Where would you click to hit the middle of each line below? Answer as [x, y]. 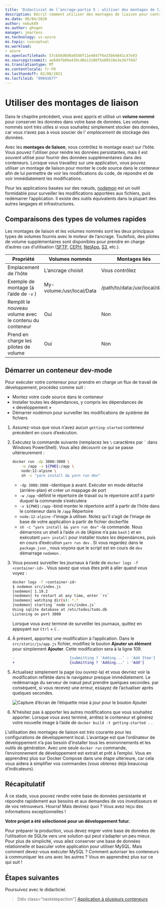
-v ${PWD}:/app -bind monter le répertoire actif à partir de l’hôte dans [89, 506]
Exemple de [21, 281]
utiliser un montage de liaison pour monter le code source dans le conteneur [82, 168]
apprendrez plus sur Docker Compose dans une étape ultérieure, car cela [80, 758]
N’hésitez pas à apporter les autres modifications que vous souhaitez [82, 712]
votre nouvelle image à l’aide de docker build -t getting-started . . [82, 722]
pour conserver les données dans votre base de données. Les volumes [77, 122]
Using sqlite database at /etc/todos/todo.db [59, 610]
